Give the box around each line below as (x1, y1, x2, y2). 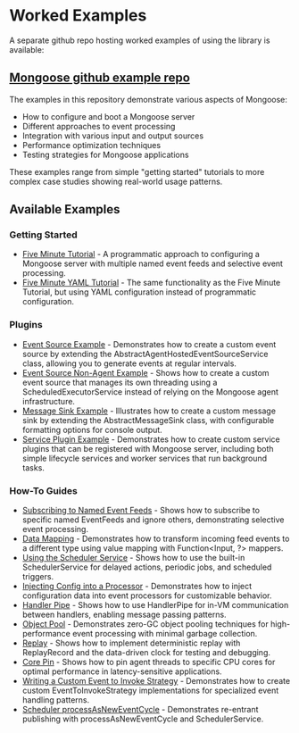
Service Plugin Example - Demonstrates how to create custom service (21, 434, 280, 445)
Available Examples (9, 202, 120, 217)
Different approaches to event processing (21, 121, 176, 131)
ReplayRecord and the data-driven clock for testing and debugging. (21, 647, 270, 658)
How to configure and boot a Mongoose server (21, 111, 195, 121)
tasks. (21, 462, 45, 473)
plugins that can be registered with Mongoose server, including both (21, 443, 274, 454)
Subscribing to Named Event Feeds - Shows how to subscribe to (21, 505, 261, 516)
